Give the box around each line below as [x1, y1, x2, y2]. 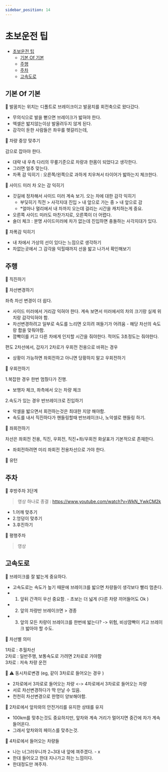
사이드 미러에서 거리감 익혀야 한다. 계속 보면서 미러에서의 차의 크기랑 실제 [12, 308, 156, 314]
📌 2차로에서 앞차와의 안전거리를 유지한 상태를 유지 [5, 704, 104, 710]
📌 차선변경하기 [5, 287, 34, 293]
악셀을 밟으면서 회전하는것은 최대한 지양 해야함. [12, 408, 106, 414]
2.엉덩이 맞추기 [12, 516, 43, 521]
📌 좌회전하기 [5, 425, 30, 432]
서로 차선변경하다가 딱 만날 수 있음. [12, 687, 81, 693]
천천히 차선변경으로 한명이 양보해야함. [12, 693, 87, 699]
